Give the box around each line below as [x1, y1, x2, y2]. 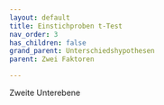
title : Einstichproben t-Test [9, 22, 123, 31]
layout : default [9, 13, 70, 22]
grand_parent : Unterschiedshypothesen [9, 47, 155, 56]
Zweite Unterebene [9, 87, 81, 98]
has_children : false [9, 38, 87, 48]
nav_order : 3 [9, 30, 59, 39]
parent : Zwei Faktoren [9, 55, 95, 64]
